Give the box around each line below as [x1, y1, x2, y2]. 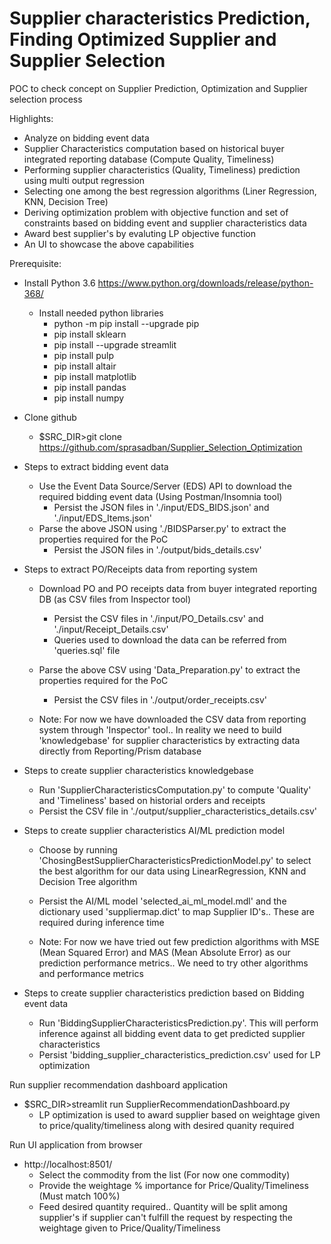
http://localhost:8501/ [23, 1158, 113, 1170]
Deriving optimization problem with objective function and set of [23, 206, 289, 218]
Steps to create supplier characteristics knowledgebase [23, 764, 254, 776]
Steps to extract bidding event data [23, 460, 169, 472]
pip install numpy [53, 392, 125, 404]
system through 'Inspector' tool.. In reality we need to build [38, 723, 282, 736]
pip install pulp [53, 349, 114, 361]
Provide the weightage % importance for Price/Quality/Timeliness [38, 1179, 309, 1191]
